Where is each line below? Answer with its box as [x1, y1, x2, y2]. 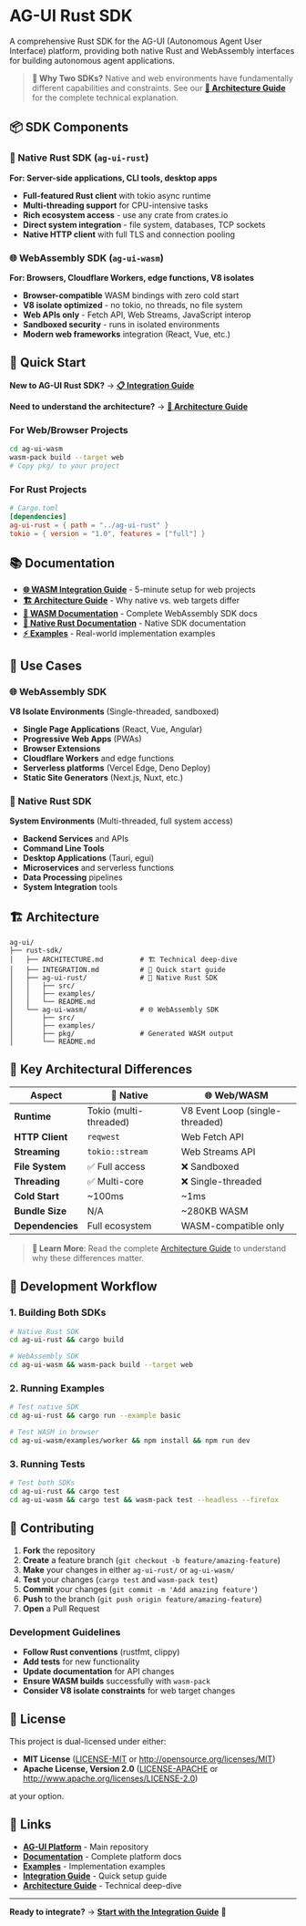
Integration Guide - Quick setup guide [22, 1870, 168, 1881]
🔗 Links [9, 1817, 52, 1833]
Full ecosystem [87, 1219, 152, 1232]
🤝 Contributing [9, 1520, 95, 1537]
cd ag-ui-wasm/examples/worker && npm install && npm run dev [9, 1435, 250, 1445]
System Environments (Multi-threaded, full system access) [9, 815, 234, 826]
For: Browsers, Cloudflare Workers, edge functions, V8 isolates [9, 272, 255, 283]
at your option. [9, 1790, 65, 1801]
